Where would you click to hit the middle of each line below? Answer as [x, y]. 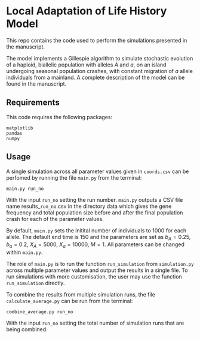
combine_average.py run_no [40, 312]
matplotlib [20, 128]
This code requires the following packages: [59, 117]
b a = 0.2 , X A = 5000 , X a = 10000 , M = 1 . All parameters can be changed [96, 245]
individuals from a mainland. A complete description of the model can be [96, 77]
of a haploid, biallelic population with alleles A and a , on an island [86, 65]
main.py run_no [25, 189]
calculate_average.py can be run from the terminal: [70, 301]
